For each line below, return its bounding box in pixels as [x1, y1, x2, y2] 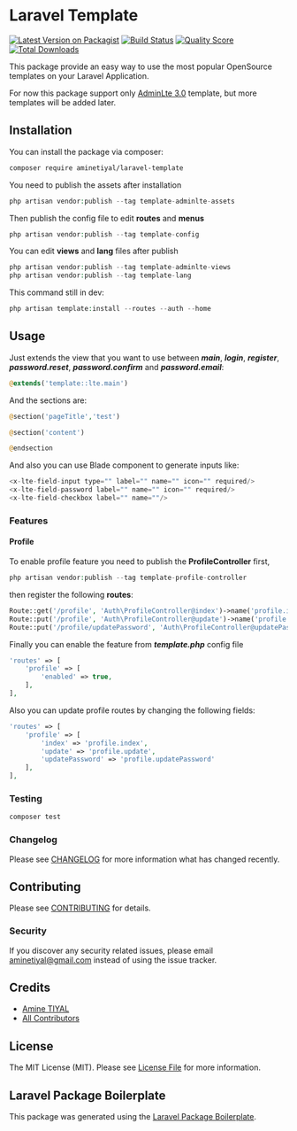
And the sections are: [9, 395, 88, 406]
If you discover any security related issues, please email [9, 945, 214, 956]
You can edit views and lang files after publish [9, 245, 179, 257]
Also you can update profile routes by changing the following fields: [9, 705, 255, 716]
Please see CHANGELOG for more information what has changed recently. [9, 854, 280, 864]
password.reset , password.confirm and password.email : [9, 361, 225, 372]
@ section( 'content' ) [9, 428, 86, 437]
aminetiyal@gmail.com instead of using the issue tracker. [9, 954, 217, 965]
